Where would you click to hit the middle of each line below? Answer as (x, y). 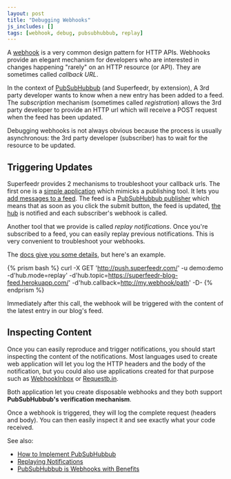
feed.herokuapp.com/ (38, 283)
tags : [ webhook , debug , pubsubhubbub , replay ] (75, 33)
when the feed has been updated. (55, 118)
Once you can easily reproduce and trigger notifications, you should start (111, 349)
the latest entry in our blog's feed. (55, 311)
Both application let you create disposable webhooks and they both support (115, 392)
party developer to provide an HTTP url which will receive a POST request (112, 110)
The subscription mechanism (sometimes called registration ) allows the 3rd (114, 103)
